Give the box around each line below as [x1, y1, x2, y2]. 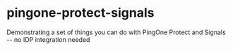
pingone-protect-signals [6, 5, 155, 21]
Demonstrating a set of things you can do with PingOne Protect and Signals [6, 28, 227, 36]
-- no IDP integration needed [6, 35, 90, 43]
